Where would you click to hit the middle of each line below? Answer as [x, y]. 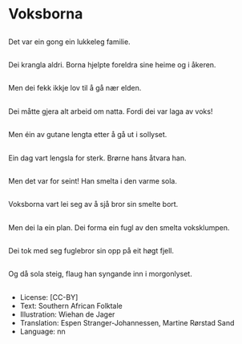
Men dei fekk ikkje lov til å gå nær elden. [75, 88]
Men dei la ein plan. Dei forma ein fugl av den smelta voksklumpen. [119, 227]
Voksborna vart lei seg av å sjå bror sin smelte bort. [93, 204]
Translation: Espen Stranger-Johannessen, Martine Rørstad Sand [127, 322]
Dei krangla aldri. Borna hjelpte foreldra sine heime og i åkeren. [112, 64]
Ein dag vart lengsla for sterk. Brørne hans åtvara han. [97, 158]
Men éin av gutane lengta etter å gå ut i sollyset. [88, 135]
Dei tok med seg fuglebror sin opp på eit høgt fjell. [91, 251]
